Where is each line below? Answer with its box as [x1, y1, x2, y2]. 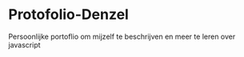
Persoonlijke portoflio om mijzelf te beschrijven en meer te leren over [8, 32, 236, 41]
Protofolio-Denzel [8, 6, 130, 24]
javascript [8, 40, 42, 49]
